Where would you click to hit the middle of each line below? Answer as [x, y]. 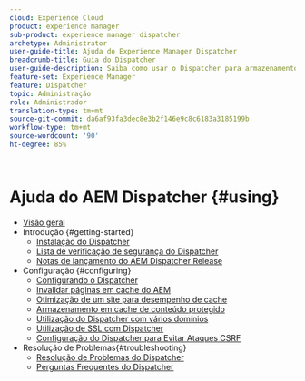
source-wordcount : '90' [54, 136]
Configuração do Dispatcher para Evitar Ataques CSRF [138, 337]
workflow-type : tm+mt [50, 128]
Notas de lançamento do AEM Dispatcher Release [129, 260]
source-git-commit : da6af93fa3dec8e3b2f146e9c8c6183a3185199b [129, 119]
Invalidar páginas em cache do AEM [103, 289]
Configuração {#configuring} [77, 270]
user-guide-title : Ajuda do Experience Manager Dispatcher [123, 52]
